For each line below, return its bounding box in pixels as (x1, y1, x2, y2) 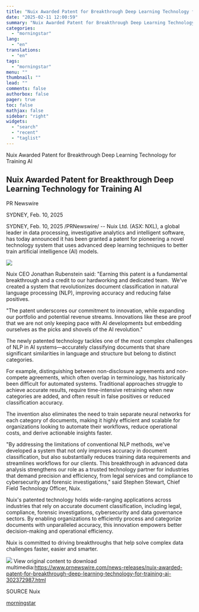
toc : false (6, 102, 33, 108)
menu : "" (6, 69, 28, 75)
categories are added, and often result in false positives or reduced (6, 393, 171, 400)
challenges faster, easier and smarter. (6, 545, 98, 552)
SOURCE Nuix (6, 588, 40, 595)
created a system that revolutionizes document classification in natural (6, 283, 179, 290)
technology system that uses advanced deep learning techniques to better (6, 241, 188, 248)
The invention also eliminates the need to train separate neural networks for (6, 410, 191, 417)
